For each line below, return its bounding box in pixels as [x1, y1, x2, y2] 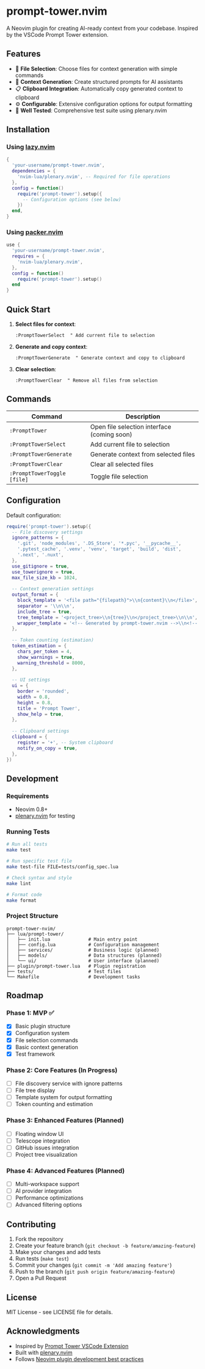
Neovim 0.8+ [15, 806, 48, 813]
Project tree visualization [15, 1151, 77, 1158]
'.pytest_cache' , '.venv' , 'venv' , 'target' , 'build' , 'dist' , [17, 546, 182, 552]
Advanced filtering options [15, 1201, 82, 1209]
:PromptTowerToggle [9, 470, 66, 477]
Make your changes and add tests [15, 1248, 101, 1256]
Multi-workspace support [15, 1181, 79, 1188]
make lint [6, 880, 32, 886]
